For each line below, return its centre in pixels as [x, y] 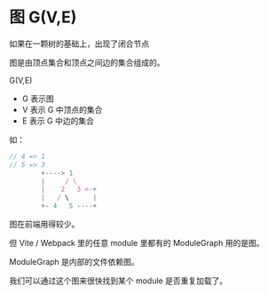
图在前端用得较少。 [44, 224]
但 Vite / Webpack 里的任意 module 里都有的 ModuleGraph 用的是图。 [137, 243]
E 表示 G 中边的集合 [58, 121]
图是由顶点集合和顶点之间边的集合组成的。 [87, 62]
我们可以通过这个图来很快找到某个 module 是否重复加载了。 [118, 281]
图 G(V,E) [43, 17]
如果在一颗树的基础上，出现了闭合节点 [79, 44]
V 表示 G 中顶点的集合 [62, 109]
